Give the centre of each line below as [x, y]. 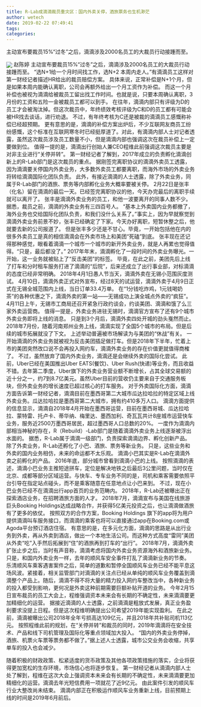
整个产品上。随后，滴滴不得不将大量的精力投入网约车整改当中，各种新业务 [103, 580]
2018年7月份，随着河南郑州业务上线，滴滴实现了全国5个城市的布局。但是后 [99, 326]
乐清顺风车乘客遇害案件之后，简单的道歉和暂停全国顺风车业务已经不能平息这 [100, 565]
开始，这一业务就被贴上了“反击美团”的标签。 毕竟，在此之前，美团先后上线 [98, 259]
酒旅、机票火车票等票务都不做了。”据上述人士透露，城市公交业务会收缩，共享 [100, 640]
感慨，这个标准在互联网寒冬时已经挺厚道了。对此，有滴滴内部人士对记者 [100, 132]
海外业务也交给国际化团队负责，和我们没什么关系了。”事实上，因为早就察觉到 [100, 214]
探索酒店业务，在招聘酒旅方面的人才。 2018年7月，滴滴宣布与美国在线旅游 [98, 498]
